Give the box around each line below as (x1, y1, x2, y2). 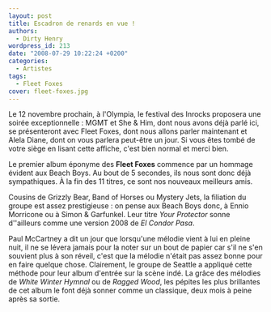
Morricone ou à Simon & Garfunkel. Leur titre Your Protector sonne (8, 210, 231, 220)
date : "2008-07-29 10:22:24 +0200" (8, 49, 129, 58)
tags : (8, 72, 27, 80)
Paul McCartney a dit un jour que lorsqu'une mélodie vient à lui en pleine (8, 234, 251, 244)
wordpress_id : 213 (8, 42, 70, 50)
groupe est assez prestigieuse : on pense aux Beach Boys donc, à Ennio (8, 201, 249, 211)
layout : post (8, 11, 53, 20)
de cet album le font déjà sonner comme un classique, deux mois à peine (8, 285, 252, 296)
